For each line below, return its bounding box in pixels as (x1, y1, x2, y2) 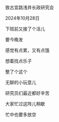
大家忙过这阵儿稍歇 (5, 101, 45, 107)
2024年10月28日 (5, 15, 40, 21)
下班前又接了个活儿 (5, 26, 45, 32)
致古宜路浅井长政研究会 (5, 5, 54, 10)
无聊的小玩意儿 (5, 80, 36, 85)
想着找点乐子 (5, 58, 32, 64)
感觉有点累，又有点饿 (5, 47, 49, 53)
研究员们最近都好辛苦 (5, 90, 49, 96)
